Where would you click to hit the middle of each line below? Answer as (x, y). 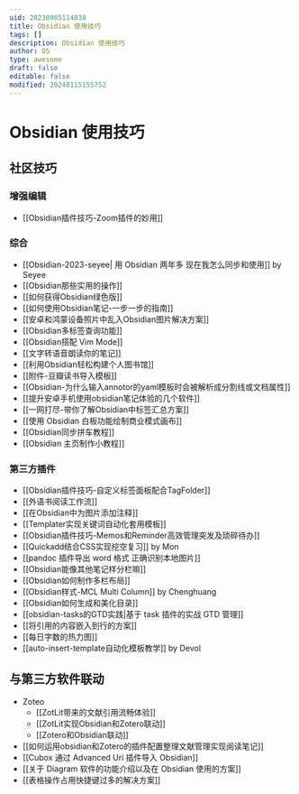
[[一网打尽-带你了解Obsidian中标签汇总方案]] (105, 409)
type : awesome (36, 60)
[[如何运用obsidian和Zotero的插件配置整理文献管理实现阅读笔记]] (143, 746)
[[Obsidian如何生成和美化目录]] (80, 603)
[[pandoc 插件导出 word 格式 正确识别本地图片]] (111, 558)
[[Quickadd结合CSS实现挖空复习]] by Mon (100, 547)
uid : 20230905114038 (48, 18)
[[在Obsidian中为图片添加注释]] (80, 513)
